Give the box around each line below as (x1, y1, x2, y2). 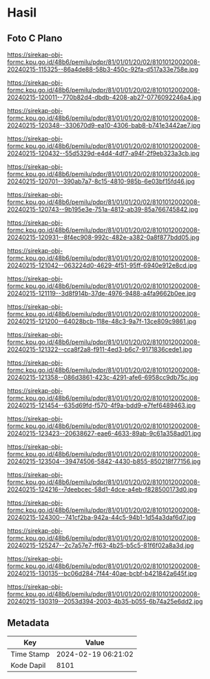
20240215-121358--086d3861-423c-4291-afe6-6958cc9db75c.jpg (7, 374, 198, 381)
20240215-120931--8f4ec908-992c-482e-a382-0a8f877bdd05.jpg (7, 233, 200, 241)
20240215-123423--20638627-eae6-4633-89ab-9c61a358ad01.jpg (7, 429, 202, 437)
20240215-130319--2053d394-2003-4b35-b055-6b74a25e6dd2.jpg (7, 598, 203, 605)
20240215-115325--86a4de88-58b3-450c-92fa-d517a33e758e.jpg (7, 65, 198, 73)
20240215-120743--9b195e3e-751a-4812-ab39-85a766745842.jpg (7, 205, 198, 213)
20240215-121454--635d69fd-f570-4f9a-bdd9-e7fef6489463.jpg (7, 401, 196, 409)
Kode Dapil (10, 660, 46, 670)
